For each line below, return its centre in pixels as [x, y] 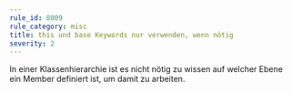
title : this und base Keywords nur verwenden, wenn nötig [121, 35]
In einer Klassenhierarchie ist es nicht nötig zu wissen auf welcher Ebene [146, 69]
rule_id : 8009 [36, 18]
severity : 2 [32, 43]
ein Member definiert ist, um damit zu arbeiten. [97, 79]
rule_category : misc [49, 26]
